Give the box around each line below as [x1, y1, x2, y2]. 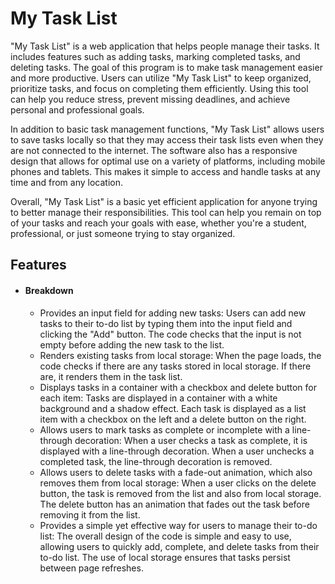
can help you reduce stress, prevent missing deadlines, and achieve [10, 93, 291, 105]
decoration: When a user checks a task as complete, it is [74, 434, 308, 446]
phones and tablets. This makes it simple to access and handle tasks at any [10, 165, 321, 177]
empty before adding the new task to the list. [39, 338, 225, 351]
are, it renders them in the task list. [39, 370, 183, 382]
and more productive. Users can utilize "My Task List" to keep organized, [10, 72, 312, 84]
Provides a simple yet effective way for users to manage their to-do [39, 519, 318, 531]
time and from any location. [10, 176, 123, 188]
